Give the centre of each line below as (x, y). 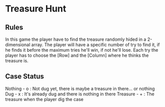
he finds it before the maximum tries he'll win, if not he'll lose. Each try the (82, 50)
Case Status (25, 77)
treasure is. (17, 61)
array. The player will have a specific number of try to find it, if (96, 45)
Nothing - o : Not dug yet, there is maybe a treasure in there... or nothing (80, 88)
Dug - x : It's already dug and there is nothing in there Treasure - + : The (80, 94)
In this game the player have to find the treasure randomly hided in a (76, 39)
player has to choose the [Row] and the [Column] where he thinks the (77, 55)
